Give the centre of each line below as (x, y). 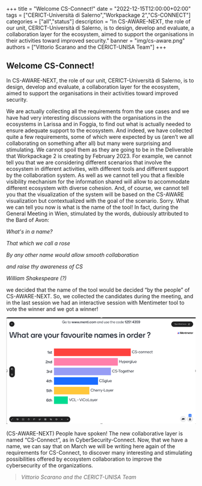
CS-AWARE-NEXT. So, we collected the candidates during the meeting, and (100, 296)
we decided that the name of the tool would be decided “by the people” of (98, 290)
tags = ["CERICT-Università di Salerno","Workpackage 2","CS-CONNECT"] (99, 15)
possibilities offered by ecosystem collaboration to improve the (84, 459)
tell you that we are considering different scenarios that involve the (89, 162)
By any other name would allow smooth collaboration (73, 254)
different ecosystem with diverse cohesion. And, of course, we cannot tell (98, 188)
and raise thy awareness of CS (44, 266)
